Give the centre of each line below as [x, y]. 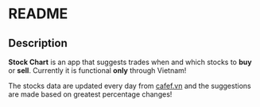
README [38, 14]
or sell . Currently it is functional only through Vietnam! [97, 71]
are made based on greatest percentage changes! [90, 94]
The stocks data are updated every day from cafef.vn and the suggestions [130, 86]
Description [38, 43]
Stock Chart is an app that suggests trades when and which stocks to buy [130, 62]
